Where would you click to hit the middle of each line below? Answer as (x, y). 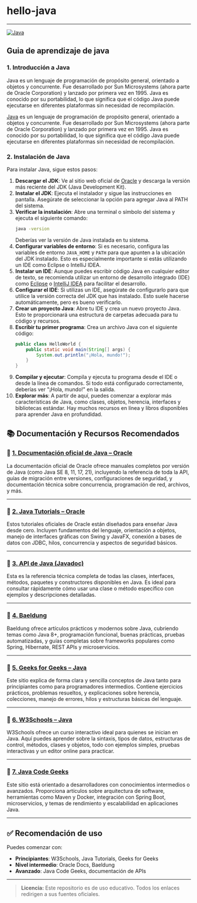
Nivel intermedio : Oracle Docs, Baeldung (65, 865)
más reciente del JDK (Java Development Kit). (70, 187)
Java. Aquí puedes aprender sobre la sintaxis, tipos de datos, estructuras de (98, 738)
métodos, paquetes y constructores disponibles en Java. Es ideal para (91, 582)
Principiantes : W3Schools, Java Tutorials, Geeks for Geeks (87, 858)
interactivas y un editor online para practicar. (61, 751)
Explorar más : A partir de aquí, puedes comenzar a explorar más (93, 396)
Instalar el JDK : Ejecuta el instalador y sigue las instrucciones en (93, 193)
